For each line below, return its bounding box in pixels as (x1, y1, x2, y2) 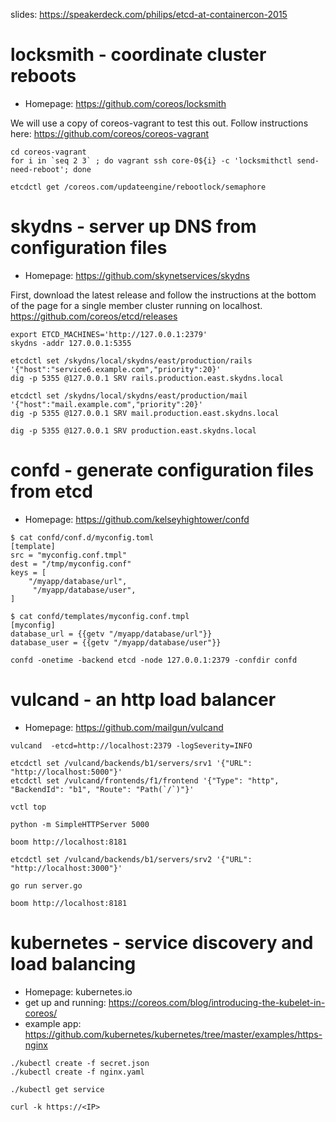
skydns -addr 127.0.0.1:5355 (10, 338, 132, 348)
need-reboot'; (10, 164, 70, 174)
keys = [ (10, 567, 47, 578)
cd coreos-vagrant (10, 147, 87, 157)
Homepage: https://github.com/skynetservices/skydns (24, 269, 250, 281)
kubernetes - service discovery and (10, 931, 314, 954)
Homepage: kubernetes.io (24, 985, 133, 998)
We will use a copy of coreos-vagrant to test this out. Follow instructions (10, 117, 309, 129)
